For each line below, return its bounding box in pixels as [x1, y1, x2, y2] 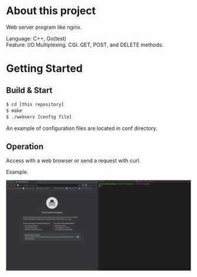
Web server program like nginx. [6, 24, 82, 31]
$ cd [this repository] [6, 101, 64, 107]
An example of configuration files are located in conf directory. [6, 125, 158, 132]
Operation [6, 141, 44, 151]
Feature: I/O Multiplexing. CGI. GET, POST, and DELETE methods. [6, 41, 164, 48]
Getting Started [6, 62, 83, 75]
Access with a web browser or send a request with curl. [6, 157, 141, 164]
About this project [6, 4, 96, 18]
